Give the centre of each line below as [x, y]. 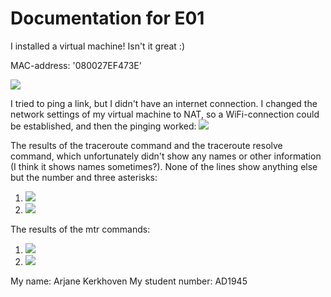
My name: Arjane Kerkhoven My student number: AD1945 [129, 281]
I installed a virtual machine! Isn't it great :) [97, 46]
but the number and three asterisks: [84, 177]
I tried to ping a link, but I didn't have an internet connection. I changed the [164, 103]
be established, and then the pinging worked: [103, 126]
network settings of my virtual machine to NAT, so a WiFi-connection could [165, 114]
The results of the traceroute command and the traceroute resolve [146, 145]
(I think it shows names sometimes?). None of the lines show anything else [164, 166]
